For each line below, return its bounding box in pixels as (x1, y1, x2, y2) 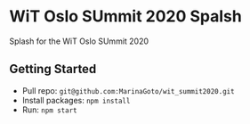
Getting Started (9, 62, 97, 77)
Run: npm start (21, 104, 77, 115)
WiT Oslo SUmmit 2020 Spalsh (9, 6, 242, 27)
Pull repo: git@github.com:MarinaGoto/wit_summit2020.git (21, 85, 235, 95)
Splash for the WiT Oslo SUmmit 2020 (9, 36, 149, 46)
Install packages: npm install (21, 95, 131, 105)
